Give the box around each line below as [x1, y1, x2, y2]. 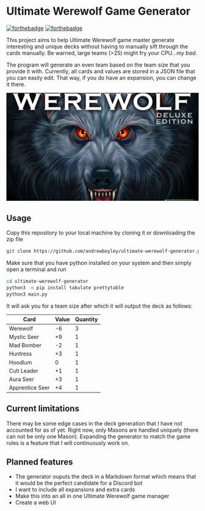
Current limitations [6, 404, 79, 414]
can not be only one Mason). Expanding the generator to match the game [6, 432, 191, 440]
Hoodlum [9, 358, 32, 366]
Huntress [9, 350, 32, 358]
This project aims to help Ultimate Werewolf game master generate [6, 36, 175, 43]
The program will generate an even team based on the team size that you [6, 61, 190, 68]
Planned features [6, 457, 73, 467]
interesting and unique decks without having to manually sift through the [6, 43, 189, 50]
